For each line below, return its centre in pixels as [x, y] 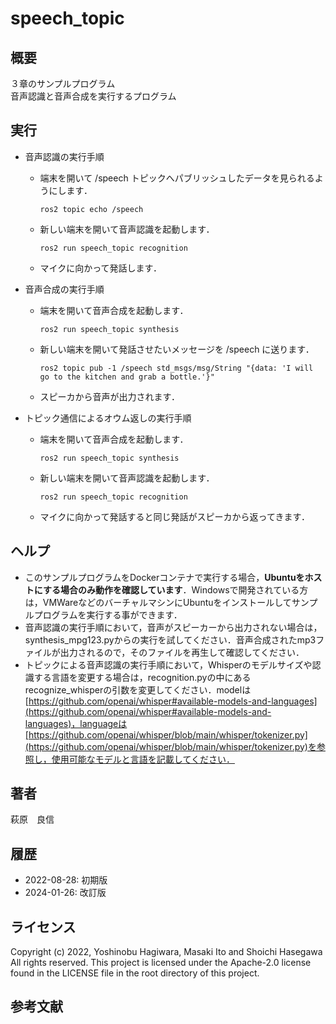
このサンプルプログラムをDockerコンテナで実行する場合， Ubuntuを [164, 577]
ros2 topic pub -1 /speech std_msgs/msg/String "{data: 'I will [176, 368]
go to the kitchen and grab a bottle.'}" [127, 377]
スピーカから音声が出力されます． [110, 396]
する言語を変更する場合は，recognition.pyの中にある [142, 677]
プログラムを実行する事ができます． [108, 614]
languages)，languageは [76, 723]
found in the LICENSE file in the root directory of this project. [135, 973]
